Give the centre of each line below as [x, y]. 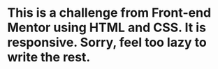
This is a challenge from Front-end [109, 13]
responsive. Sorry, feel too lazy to [107, 43]
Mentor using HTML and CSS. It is [107, 28]
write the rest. [49, 58]
